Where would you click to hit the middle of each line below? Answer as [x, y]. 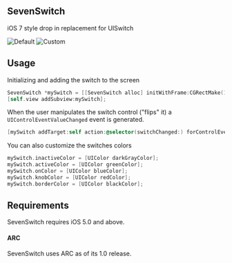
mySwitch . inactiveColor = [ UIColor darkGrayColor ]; [83, 158]
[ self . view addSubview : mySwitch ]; [57, 99]
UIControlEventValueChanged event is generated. [76, 120]
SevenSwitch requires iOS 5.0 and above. [66, 222]
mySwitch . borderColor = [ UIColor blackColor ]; [75, 184]
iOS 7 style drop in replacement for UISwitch [70, 28]
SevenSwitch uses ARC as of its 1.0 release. [69, 253]
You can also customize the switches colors [70, 145]
